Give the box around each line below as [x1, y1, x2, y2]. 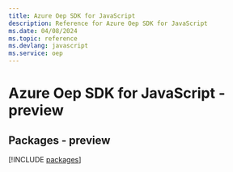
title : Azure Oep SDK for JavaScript [8, 11, 136, 20]
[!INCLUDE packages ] [8, 155, 82, 164]
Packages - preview [8, 133, 111, 147]
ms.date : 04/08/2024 [8, 27, 78, 35]
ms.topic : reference [8, 34, 78, 43]
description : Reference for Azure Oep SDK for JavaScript [8, 19, 208, 27]
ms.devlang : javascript [8, 42, 89, 50]
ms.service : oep [8, 49, 63, 57]
